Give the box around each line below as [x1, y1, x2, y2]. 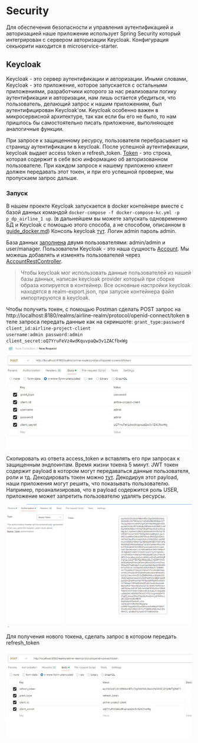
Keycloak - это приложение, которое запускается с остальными [6, 81, 168, 88]
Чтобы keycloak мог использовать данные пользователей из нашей [20, 269, 192, 277]
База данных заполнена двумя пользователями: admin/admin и [6, 239, 166, 246]
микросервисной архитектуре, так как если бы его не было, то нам [6, 113, 177, 120]
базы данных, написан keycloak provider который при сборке [20, 275, 175, 282]
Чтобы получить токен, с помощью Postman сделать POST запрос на [6, 305, 181, 313]
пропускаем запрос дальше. [6, 174, 78, 181]
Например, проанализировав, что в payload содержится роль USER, [6, 486, 179, 493]
